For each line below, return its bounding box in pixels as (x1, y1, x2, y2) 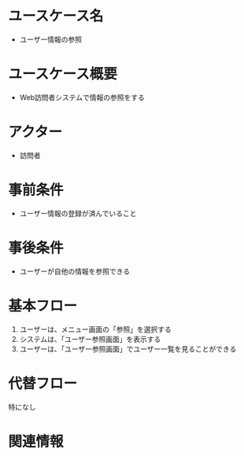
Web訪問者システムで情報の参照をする (19, 92, 146, 102)
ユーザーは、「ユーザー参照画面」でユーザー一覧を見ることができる (19, 344, 237, 354)
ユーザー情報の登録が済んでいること (19, 208, 137, 218)
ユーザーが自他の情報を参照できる (19, 267, 131, 276)
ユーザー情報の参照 (19, 35, 83, 44)
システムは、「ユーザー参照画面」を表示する (19, 334, 161, 344)
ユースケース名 (8, 7, 104, 25)
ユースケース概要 (8, 65, 118, 83)
